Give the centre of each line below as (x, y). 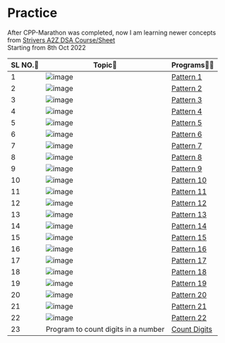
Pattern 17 (189, 260)
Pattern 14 (189, 226)
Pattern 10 (189, 180)
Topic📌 (105, 65)
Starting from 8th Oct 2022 (47, 47)
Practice (32, 13)
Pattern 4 (187, 111)
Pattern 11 (189, 191)
